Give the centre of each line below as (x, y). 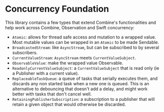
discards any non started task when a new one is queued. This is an (81, 83)
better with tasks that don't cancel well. (52, 94)
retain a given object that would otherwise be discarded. (69, 104)
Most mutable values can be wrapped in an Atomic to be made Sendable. (85, 42)
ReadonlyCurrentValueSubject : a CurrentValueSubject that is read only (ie (86, 68)
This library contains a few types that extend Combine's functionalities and (81, 22)
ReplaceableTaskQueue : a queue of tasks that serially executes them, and (85, 78)
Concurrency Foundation (57, 9)
